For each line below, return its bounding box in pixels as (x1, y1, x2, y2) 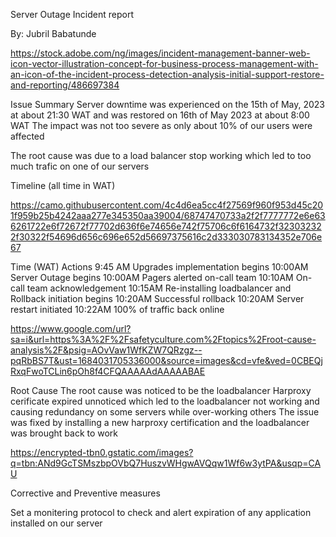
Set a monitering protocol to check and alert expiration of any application (10, 507, 312, 518)
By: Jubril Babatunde (10, 28, 97, 39)
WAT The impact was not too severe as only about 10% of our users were (10, 120, 313, 131)
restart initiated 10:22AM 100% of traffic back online (10, 304, 225, 315)
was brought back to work (10, 427, 119, 439)
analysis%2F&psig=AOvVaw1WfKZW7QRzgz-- (10, 344, 203, 356)
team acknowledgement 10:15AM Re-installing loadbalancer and (26, 282, 292, 294)
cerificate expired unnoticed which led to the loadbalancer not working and (10, 395, 320, 407)
